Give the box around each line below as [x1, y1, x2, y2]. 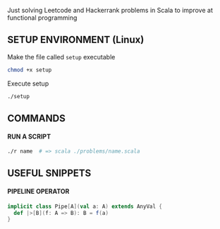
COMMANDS [7, 112, 66, 124]
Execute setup [7, 79, 49, 88]
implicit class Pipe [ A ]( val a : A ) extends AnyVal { [7, 203, 162, 210]
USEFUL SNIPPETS [7, 168, 92, 180]
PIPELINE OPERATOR [7, 187, 70, 196]
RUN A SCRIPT [7, 132, 51, 141]
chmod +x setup [7, 66, 52, 74]
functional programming [7, 13, 78, 22]
